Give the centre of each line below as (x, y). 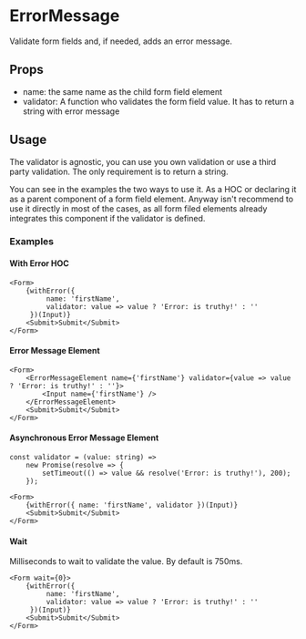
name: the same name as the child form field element (122, 91)
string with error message (71, 111)
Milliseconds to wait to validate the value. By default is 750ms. (126, 562)
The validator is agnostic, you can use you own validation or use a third (143, 161)
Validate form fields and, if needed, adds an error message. (121, 41)
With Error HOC (40, 263)
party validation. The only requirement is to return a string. (119, 171)
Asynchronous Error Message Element (84, 438)
